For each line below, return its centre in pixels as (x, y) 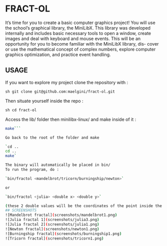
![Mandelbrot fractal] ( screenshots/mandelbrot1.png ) (61, 215)
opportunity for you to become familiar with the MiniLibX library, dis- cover (82, 44)
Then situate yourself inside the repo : (44, 101)
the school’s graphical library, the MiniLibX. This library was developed (78, 28)
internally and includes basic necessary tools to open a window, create (78, 33)
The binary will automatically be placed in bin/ (58, 165)
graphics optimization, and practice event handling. (58, 54)
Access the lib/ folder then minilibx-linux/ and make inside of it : (71, 119)
